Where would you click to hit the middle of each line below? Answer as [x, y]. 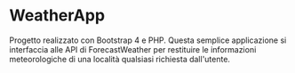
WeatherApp [57, 16]
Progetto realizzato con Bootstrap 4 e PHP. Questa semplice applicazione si [148, 40]
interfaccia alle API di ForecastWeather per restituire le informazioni [133, 49]
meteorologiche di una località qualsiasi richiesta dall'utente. [120, 59]
